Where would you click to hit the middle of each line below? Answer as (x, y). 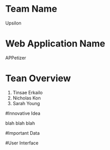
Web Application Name (55, 44)
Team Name (31, 9)
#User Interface (22, 143)
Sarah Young (26, 103)
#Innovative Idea (23, 113)
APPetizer (16, 58)
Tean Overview (38, 78)
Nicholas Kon (27, 98)
